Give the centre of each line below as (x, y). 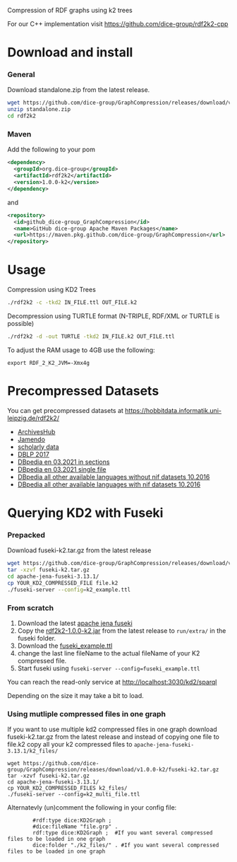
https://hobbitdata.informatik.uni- (173, 410)
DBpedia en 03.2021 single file (62, 469)
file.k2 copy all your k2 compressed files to (70, 745)
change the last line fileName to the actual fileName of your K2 (109, 653)
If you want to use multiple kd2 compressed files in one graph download (112, 729)
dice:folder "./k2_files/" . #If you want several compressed (126, 845)
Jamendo (31, 439)
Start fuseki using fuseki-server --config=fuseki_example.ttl (109, 668)
